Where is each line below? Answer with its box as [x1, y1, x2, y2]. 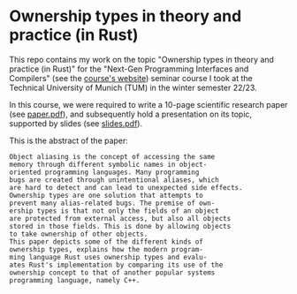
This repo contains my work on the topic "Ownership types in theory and [9, 54, 274, 64]
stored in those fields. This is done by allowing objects [9, 222, 232, 230]
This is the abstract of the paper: [9, 135, 128, 146]
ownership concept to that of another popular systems [9, 268, 216, 277]
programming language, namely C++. [9, 275, 141, 284]
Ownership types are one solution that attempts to [9, 191, 203, 200]
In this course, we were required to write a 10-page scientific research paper [9, 99, 288, 109]
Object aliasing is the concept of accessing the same [9, 152, 216, 161]
